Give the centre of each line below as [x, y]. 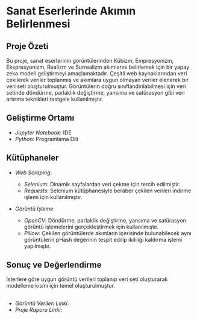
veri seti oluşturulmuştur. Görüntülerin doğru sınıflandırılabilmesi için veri [96, 86]
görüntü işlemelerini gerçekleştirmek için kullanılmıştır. [91, 227]
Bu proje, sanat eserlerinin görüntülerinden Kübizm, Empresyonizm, [90, 61]
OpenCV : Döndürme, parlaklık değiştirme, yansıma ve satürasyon [105, 220]
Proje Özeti [27, 46]
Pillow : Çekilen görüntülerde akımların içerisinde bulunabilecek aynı [108, 233]
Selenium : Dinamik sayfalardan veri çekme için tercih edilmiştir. [102, 184]
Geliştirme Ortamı [40, 118]
